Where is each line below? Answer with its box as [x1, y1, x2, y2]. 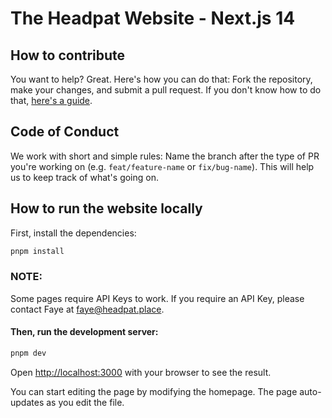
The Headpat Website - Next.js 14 [10, 7, 296, 30]
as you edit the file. [46, 396, 125, 408]
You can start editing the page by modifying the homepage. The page [10, 385, 298, 397]
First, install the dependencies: [10, 227, 137, 239]
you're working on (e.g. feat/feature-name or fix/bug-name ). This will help [10, 160, 315, 172]
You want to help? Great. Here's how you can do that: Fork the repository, [10, 73, 313, 85]
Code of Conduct [10, 123, 120, 141]
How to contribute [10, 47, 126, 64]
